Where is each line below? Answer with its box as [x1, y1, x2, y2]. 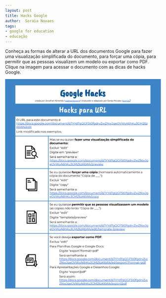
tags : [5, 24, 16, 29]
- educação [5, 34, 28, 39]
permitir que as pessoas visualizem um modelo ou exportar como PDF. [5, 59, 149, 64]
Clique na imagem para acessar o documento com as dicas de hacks [5, 64, 146, 70]
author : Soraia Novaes [5, 18, 54, 23]
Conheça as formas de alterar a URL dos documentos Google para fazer [5, 48, 152, 54]
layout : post [5, 8, 32, 13]
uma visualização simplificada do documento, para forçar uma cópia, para [5, 53, 157, 59]
